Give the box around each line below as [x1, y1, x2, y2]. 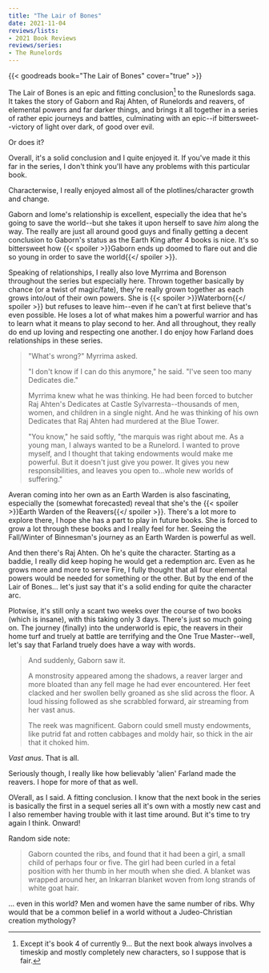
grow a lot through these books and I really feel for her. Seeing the [8, 524, 227, 533]
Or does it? [8, 137, 45, 147]
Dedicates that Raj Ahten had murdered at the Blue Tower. [27, 416, 219, 425]
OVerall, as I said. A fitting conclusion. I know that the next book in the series [8, 792, 261, 802]
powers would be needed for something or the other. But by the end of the [8, 573, 254, 583]
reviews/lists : [8, 26, 59, 34]
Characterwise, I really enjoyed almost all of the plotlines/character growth [8, 185, 255, 195]
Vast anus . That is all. [8, 753, 80, 762]
